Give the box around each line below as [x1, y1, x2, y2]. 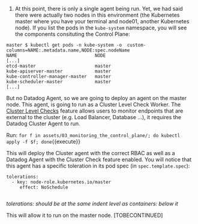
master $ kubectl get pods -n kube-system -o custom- [6, 42, 146, 48]
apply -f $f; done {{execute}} [6, 138, 81, 145]
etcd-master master [6, 63, 112, 69]
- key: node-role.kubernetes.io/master [11, 179, 112, 185]
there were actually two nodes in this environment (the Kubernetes [14, 11, 180, 19]
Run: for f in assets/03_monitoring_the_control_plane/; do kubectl [6, 132, 181, 138]
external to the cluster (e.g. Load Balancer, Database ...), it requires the [6, 114, 182, 120]
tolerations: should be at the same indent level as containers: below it [6, 200, 178, 207]
